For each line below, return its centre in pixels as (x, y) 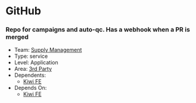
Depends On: (30, 88)
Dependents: (30, 75)
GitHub (23, 11)
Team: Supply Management (48, 50)
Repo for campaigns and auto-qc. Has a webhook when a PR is (98, 30)
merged (17, 37)
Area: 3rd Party (33, 69)
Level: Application (36, 63)
